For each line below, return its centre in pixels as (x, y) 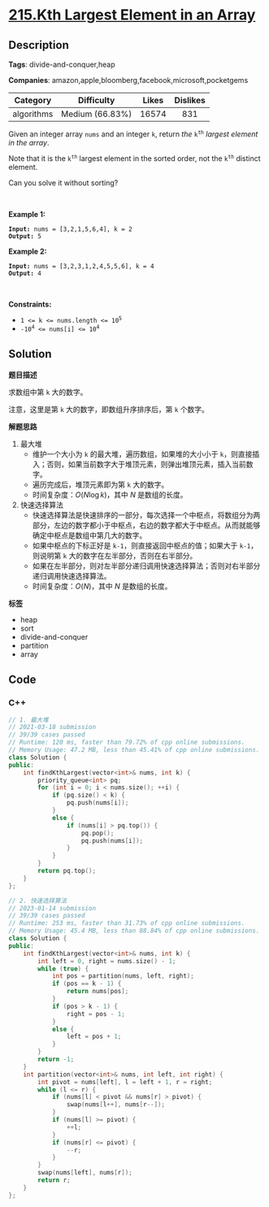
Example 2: (28, 251)
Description (39, 45)
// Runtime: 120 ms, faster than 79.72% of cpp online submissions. (127, 742)
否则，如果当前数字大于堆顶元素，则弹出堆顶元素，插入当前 (146, 464)
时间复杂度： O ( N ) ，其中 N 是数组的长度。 (102, 586)
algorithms (33, 114)
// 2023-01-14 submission (52, 908)
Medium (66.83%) (96, 114)
